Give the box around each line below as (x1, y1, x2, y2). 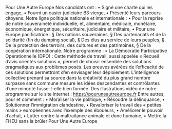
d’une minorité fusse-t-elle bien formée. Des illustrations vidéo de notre (5, 86, 157, 91)
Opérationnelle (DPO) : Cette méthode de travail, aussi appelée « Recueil (5, 53, 159, 59)
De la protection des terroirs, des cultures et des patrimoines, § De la (5, 42, 151, 48)
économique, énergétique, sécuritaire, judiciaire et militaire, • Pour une (5, 26, 155, 32)
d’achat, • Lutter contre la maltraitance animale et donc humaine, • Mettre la (5, 113, 167, 119)
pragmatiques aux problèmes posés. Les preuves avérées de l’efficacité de (5, 64, 164, 70)
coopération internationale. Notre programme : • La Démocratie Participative (5, 48, 167, 54)
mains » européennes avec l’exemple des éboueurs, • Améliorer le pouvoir (5, 107, 163, 113)
